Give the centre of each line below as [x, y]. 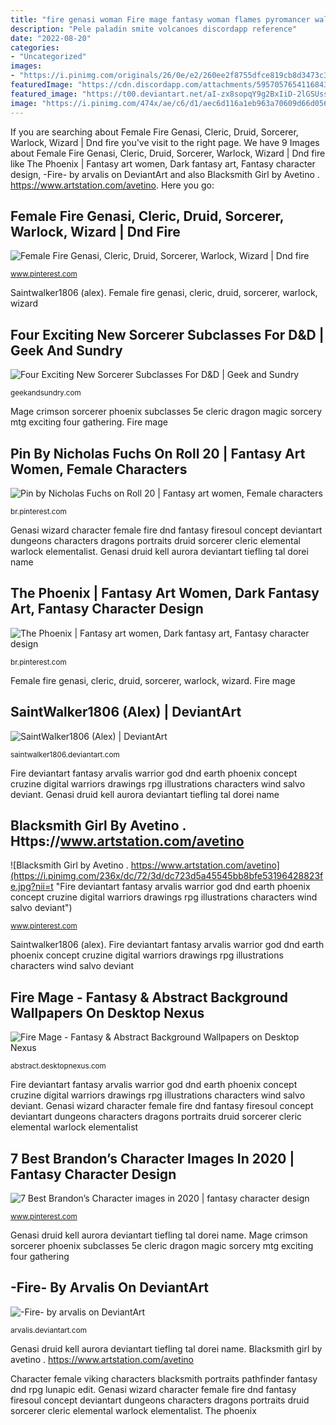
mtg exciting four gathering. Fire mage [89, 422]
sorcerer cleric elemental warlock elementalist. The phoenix [133, 1410]
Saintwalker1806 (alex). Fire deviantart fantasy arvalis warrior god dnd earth [167, 945]
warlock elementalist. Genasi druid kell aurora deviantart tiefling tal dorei [159, 551]
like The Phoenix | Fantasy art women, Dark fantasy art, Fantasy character [163, 163]
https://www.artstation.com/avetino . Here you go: [112, 185]
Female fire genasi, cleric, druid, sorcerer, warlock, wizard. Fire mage [153, 680]
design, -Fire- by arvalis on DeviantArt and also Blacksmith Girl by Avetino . [165, 174]
